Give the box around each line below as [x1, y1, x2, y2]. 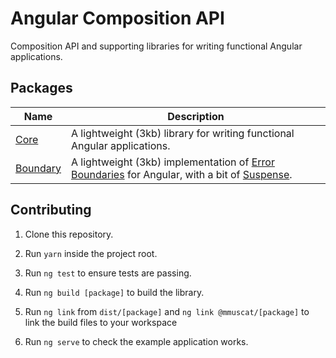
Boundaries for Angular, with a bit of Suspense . [71, 167, 293, 181]
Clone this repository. [24, 228, 114, 240]
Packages [10, 80, 73, 97]
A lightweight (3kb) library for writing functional [71, 126, 295, 140]
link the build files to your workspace [24, 316, 178, 328]
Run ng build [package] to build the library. [24, 286, 205, 298]
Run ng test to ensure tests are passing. [24, 267, 192, 279]
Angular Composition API [10, 7, 225, 30]
